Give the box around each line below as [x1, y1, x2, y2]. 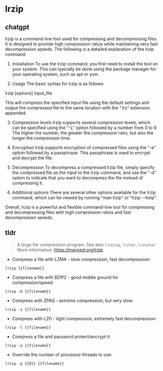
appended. [5, 110, 27, 116]
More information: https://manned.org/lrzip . [17, 247, 105, 253]
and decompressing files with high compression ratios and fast [5, 209, 131, 215]
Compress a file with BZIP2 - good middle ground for [12, 274, 118, 280]
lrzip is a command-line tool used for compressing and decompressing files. [5, 36, 158, 42]
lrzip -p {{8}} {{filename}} [5, 361, 64, 366]
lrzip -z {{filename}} [5, 307, 51, 312]
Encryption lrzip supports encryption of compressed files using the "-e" [12, 145, 156, 150]
